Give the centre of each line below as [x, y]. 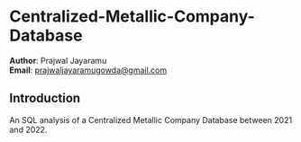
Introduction [45, 98]
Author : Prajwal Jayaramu [58, 60]
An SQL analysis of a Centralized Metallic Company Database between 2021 [151, 120]
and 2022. [28, 129]
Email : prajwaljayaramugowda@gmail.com [88, 70]
